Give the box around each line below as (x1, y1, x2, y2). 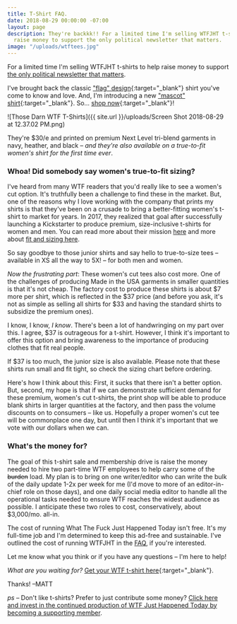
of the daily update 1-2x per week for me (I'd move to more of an (7, 480, 195, 488)
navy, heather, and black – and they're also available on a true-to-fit (7, 141, 206, 149)
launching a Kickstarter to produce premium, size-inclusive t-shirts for (7, 220, 212, 228)
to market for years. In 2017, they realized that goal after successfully (22, 213, 222, 221)
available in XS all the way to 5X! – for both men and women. (7, 256, 183, 265)
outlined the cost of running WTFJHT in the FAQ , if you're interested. (7, 538, 207, 547)
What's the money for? (7, 441, 88, 451)
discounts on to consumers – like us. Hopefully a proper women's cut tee (7, 408, 220, 417)
